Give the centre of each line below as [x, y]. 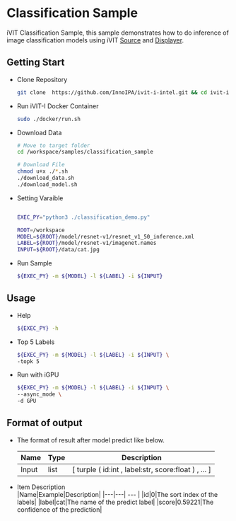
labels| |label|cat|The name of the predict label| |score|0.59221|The [115, 502]
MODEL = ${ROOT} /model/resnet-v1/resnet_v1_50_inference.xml [106, 236]
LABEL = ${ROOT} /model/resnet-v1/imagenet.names [87, 243]
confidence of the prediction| [59, 509]
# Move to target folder [53, 145]
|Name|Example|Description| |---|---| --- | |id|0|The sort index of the [117, 494]
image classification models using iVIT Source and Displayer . [95, 40]
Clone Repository [42, 79]
